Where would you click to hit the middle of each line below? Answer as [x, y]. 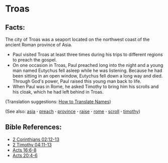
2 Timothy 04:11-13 [32, 144]
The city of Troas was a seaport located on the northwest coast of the [77, 39]
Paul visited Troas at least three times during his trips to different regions [88, 54]
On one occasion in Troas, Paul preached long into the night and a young [88, 65]
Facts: [15, 27]
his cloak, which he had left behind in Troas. [58, 92]
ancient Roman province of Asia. [39, 45]
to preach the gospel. [35, 60]
